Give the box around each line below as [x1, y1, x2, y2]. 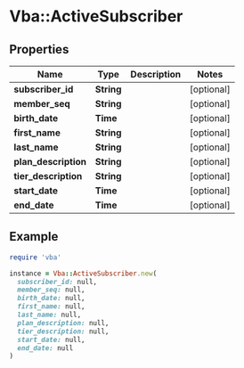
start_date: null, [17, 335, 86, 344]
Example [9, 229, 59, 244]
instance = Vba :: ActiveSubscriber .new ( [9, 269, 158, 278]
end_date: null [17, 343, 74, 353]
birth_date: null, [17, 294, 86, 303]
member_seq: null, [17, 285, 86, 295]
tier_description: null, [17, 327, 110, 336]
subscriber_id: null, [17, 277, 98, 286]
